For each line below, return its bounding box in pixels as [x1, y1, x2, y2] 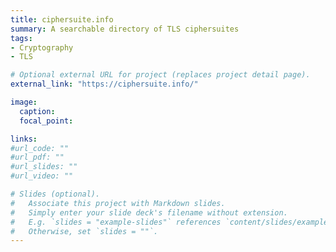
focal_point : [19, 116, 74, 126]
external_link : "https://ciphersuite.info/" [10, 79, 199, 90]
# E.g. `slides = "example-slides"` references [10, 217, 222, 227]
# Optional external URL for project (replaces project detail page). [10, 70, 311, 80]
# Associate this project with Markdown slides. [10, 198, 226, 208]
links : [10, 134, 38, 144]
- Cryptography [10, 42, 74, 53]
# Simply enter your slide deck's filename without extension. [10, 207, 288, 218]
